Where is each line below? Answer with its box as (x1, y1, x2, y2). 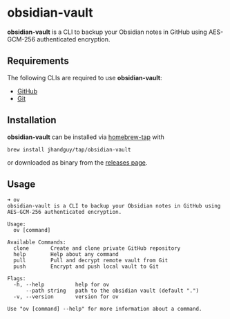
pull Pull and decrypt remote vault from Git (13, 257, 169, 264)
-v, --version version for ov (13, 293, 119, 300)
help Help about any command (13, 251, 119, 258)
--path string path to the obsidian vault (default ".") (25, 287, 199, 295)
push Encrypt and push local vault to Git (13, 263, 159, 271)
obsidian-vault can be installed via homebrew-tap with (7, 133, 164, 141)
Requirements (7, 55, 69, 67)
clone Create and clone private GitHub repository (13, 245, 181, 252)
